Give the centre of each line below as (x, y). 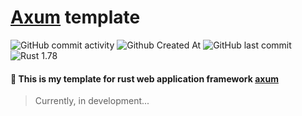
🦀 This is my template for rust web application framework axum (144, 78)
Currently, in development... (92, 101)
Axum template (75, 17)
